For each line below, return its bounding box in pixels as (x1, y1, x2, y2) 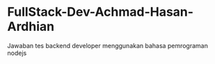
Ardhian (7, 19, 54, 34)
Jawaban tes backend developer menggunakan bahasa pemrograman (7, 41, 209, 50)
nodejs (7, 49, 27, 57)
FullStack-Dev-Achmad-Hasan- (7, 4, 193, 20)
